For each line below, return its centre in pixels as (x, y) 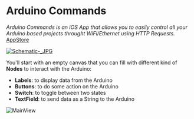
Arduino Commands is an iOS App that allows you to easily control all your (97, 27)
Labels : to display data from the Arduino (64, 80)
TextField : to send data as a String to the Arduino (75, 99)
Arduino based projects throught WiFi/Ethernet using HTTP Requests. (91, 33)
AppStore (18, 39)
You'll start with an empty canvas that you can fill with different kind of (92, 62)
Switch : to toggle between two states (60, 92)
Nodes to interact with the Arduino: (49, 68)
